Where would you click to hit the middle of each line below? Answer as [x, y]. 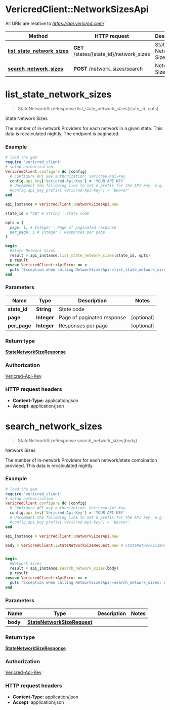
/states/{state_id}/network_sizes [112, 54]
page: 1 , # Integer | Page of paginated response [63, 227]
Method [38, 36]
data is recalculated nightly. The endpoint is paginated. [62, 134]
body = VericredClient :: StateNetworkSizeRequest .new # [64, 545]
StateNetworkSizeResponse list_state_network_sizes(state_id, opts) [88, 108]
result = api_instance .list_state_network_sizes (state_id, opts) [80, 256]
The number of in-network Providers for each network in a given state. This [84, 128]
